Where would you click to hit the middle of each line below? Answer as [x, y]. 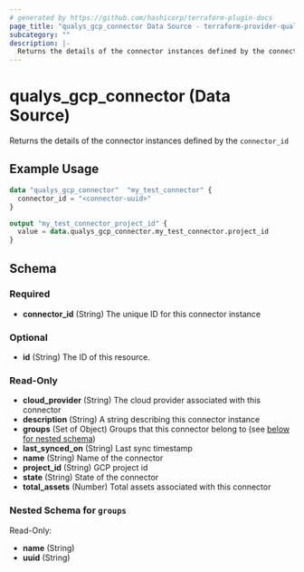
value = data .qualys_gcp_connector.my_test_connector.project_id [143, 232]
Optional [28, 337]
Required [30, 294]
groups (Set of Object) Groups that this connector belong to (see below [156, 429]
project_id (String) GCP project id [85, 468]
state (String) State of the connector [90, 478]
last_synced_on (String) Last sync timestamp [107, 449]
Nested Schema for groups [68, 510]
